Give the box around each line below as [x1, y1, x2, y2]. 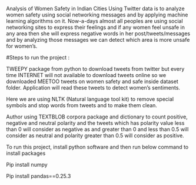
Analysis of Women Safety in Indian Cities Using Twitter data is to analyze [6, 5, 185, 12]
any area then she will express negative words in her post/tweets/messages [6, 30, 190, 37]
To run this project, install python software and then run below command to [6, 144, 189, 150]
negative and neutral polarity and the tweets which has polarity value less [6, 120, 185, 126]
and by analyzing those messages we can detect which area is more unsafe [6, 37, 190, 43]
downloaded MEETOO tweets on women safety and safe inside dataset [6, 78, 178, 85]
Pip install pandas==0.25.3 [6, 173, 71, 179]
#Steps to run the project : [6, 54, 69, 61]
